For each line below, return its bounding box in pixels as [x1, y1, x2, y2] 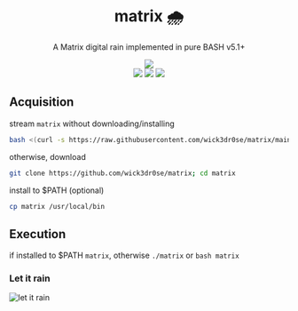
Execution [9, 227, 67, 242]
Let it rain [9, 272, 51, 284]
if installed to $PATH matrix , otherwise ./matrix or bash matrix [9, 250, 239, 261]
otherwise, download [9, 151, 86, 162]
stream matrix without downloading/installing [9, 118, 175, 129]
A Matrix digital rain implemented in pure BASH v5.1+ [52, 41, 246, 52]
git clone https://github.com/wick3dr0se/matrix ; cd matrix [9, 169, 237, 178]
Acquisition [9, 94, 74, 110]
